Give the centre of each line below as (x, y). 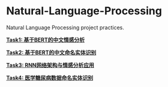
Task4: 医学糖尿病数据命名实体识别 (50, 77)
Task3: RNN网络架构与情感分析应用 (50, 65)
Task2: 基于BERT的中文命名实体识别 (51, 52)
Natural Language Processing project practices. (65, 27)
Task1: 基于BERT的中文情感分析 (46, 39)
